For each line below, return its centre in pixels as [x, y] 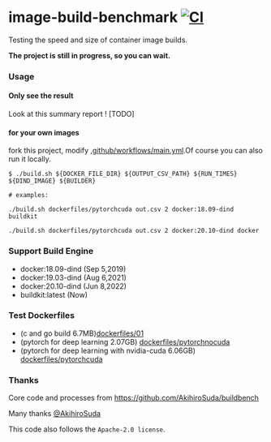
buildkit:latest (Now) [54, 294]
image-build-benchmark [93, 17]
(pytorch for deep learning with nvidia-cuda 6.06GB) [108, 350]
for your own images [44, 132]
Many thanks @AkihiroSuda [55, 414]
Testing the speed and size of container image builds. [98, 40]
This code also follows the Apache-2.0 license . [87, 429]
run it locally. [30, 159]
